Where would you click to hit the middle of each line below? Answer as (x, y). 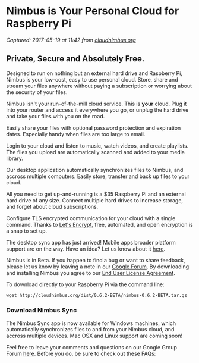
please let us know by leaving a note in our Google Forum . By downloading (97, 267)
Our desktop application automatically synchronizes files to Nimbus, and (95, 170)
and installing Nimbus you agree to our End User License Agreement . (91, 273)
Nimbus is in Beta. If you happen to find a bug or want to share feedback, (96, 260)
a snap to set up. (27, 231)
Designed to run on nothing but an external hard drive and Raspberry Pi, (94, 73)
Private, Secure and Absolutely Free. (75, 59)
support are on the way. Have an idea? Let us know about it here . (86, 249)
